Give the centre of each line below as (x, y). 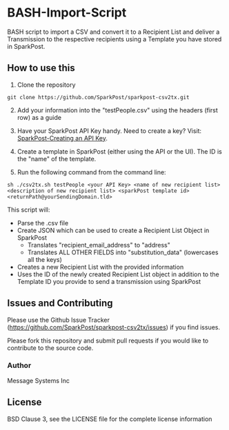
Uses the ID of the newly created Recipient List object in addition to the (118, 274)
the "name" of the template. (57, 158)
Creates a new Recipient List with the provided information (100, 267)
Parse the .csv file (43, 223)
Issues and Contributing (60, 304)
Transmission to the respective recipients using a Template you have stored (114, 39)
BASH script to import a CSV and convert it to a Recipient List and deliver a (113, 32)
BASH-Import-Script (67, 13)
